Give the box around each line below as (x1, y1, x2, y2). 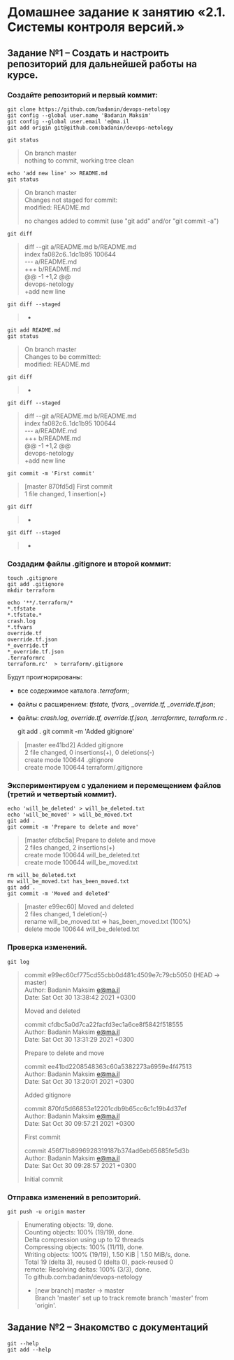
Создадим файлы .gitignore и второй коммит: (7, 559, 172, 569)
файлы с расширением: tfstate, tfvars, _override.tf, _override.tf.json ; (17, 700, 216, 709)
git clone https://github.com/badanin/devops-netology (7, 106, 170, 113)
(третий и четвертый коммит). (7, 789, 117, 799)
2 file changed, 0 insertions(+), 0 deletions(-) (24, 748, 155, 757)
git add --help (7, 1346, 52, 1353)
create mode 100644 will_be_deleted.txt (24, 851, 140, 859)
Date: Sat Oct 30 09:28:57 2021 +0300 (24, 1161, 137, 1169)
